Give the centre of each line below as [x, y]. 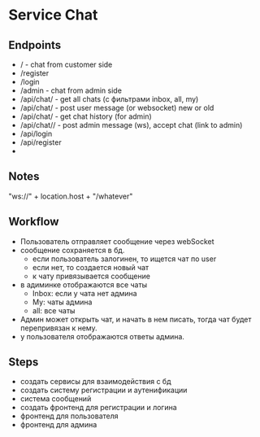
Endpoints [35, 45]
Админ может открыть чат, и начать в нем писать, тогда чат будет [136, 319]
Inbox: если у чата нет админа [84, 293]
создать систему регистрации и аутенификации [104, 390]
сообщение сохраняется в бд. [72, 250]
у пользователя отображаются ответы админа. [102, 336]
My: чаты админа [62, 302]
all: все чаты [54, 310]
